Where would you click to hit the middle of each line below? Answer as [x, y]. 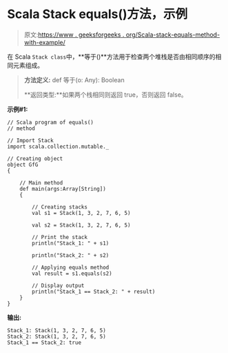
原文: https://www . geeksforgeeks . [74, 35]
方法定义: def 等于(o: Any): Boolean [74, 79]
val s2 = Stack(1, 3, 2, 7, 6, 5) [81, 225]
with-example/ [44, 42]
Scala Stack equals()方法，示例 [97, 14]
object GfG [23, 164]
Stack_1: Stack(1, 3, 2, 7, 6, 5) [57, 330]
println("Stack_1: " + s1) [71, 243]
